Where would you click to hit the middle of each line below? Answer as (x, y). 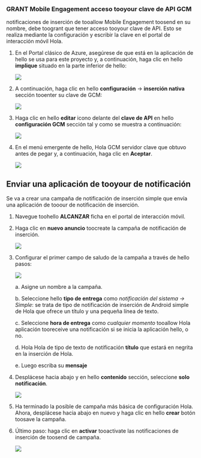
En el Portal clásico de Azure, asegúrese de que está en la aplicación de (104, 53)
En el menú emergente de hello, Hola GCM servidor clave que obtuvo (100, 147)
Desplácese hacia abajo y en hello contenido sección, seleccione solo (102, 377)
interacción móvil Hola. (34, 42)
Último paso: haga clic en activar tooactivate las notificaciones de (97, 431)
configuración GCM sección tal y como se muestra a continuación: (98, 125)
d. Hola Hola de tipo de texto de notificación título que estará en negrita (104, 347)
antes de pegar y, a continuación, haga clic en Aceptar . (84, 154)
